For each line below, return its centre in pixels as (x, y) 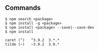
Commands (23, 8)
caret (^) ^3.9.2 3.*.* (32, 40)
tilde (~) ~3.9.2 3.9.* (32, 44)
